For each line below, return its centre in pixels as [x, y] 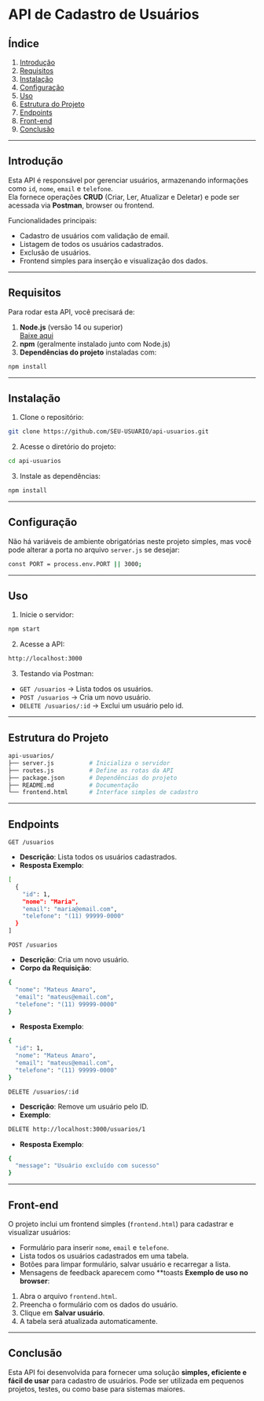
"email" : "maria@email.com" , [70, 909]
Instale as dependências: [60, 476]
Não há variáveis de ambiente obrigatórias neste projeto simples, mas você [130, 541]
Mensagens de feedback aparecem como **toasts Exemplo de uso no [134, 1272]
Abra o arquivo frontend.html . [68, 1296]
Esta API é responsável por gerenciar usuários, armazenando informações [128, 180]
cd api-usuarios [35, 461]
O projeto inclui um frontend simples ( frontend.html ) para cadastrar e [121, 1224]
